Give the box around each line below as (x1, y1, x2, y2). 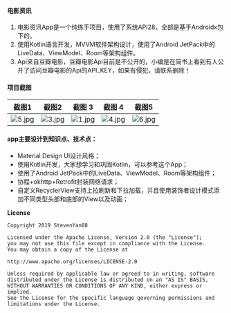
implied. (7, 288, 33, 295)
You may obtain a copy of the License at (7, 246, 129, 253)
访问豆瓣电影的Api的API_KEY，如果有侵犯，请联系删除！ (29, 66, 191, 75)
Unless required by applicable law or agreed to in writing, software (7, 270, 215, 277)
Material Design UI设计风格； (17, 151, 100, 160)
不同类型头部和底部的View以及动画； (23, 194, 129, 203)
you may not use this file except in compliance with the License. (7, 240, 206, 247)
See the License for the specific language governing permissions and (7, 294, 215, 301)
